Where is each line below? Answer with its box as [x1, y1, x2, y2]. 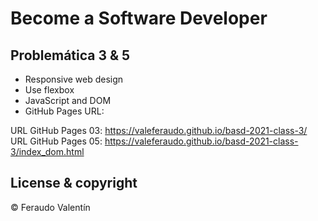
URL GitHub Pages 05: [10, 135, 103, 147]
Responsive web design [24, 73, 124, 85]
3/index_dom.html [10, 146, 85, 157]
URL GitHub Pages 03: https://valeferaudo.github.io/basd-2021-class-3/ [10, 125, 308, 136]
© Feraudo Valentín [10, 201, 91, 213]
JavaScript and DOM [24, 95, 112, 106]
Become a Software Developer [10, 7, 268, 30]
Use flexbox [24, 84, 75, 96]
